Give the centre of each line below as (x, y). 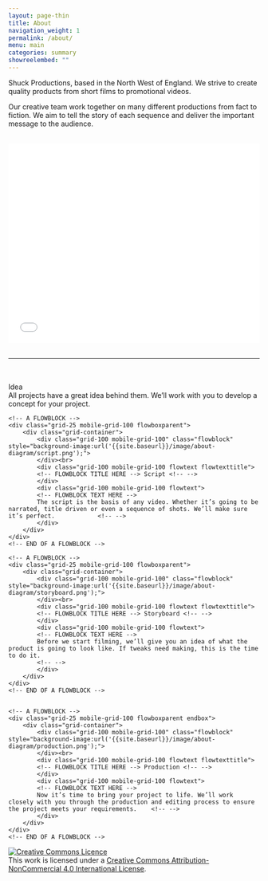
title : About (30, 23)
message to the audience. (51, 124)
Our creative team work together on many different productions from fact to (133, 106)
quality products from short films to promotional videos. (100, 91)
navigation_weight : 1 (44, 30)
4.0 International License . (105, 868)
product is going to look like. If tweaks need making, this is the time (134, 648)
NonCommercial (35, 868)
